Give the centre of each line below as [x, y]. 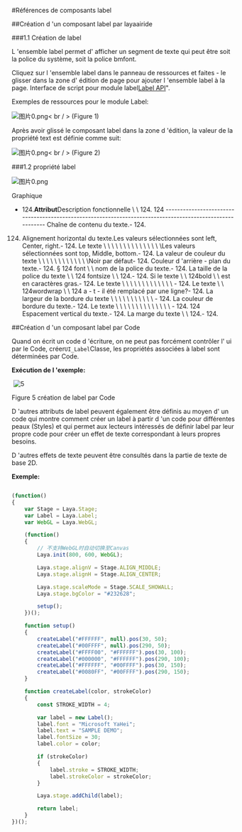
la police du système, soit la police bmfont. [74, 59]
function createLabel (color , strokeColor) [88, 691]
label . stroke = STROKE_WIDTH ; [94, 770]
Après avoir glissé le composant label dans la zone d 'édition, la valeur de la [122, 130]
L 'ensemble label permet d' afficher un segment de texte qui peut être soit [121, 51]
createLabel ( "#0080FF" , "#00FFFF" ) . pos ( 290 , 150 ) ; [114, 672]
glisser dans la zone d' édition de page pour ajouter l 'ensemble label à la [119, 80]
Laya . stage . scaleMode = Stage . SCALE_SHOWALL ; [106, 587]
